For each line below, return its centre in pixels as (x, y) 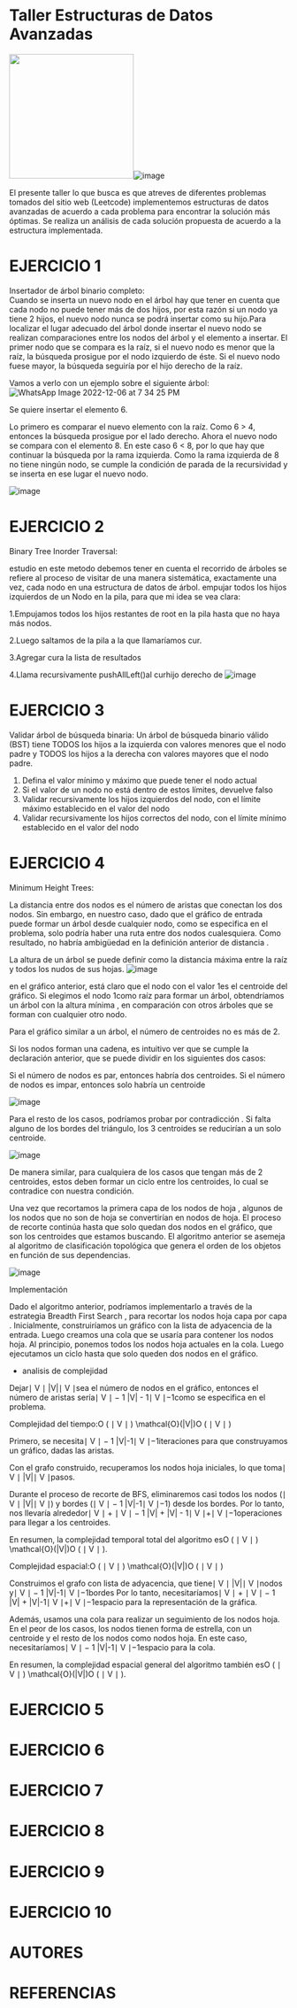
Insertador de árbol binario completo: (77, 290)
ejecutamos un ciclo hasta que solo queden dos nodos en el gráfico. (134, 1353)
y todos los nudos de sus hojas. (67, 969)
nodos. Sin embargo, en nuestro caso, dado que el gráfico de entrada (136, 914)
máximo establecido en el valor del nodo (96, 808)
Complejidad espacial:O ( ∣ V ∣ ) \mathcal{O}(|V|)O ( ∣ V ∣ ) (116, 1566)
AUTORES (46, 1952)
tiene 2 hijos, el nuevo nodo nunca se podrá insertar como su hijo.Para (138, 319)
